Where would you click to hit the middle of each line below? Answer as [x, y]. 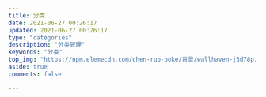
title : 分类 [27, 15]
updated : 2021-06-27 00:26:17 [58, 30]
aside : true [28, 67]
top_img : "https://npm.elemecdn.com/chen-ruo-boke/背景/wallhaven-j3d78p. [133, 60]
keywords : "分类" [36, 52]
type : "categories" [40, 37]
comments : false [35, 74]
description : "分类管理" [47, 45]
